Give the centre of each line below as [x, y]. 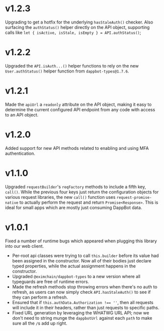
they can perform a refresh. [40, 297]
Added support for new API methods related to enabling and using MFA [77, 148]
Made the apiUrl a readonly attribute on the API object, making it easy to [78, 104]
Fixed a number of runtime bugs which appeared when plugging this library [81, 241]
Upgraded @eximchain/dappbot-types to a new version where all [76, 276]
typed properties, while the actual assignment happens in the [74, 266]
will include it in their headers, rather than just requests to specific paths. [86, 307]
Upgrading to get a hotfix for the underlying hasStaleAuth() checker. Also [79, 22]
